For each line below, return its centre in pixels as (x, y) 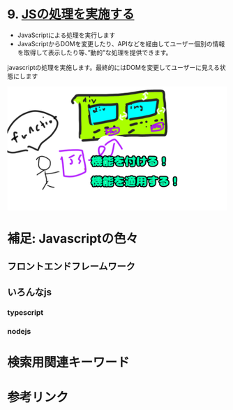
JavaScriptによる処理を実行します (66, 35)
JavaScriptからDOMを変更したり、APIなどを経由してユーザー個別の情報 (121, 43)
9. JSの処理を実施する (71, 14)
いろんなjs (30, 292)
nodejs (19, 332)
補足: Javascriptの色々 (73, 238)
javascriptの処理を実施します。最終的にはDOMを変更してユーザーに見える (113, 67)
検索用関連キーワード (69, 363)
